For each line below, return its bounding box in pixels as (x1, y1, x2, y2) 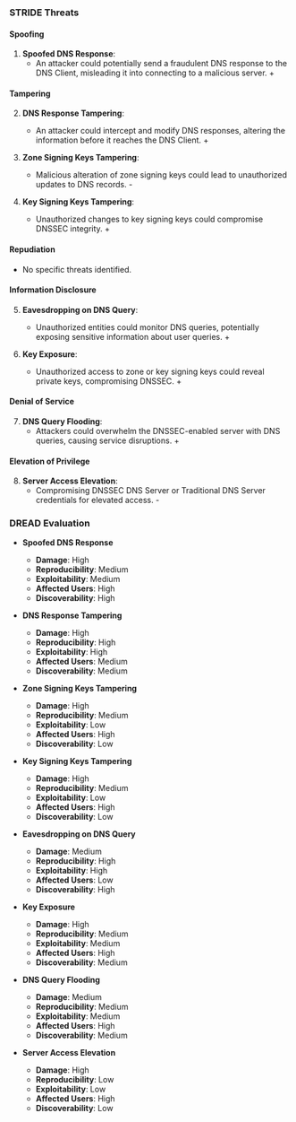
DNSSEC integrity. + (35, 223, 110, 234)
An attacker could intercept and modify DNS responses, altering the (35, 126, 286, 136)
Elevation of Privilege (9, 456, 90, 466)
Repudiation (9, 244, 55, 255)
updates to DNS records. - (35, 179, 133, 190)
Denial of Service (9, 396, 74, 407)
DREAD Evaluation (9, 518, 91, 530)
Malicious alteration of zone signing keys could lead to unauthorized (35, 170, 288, 180)
